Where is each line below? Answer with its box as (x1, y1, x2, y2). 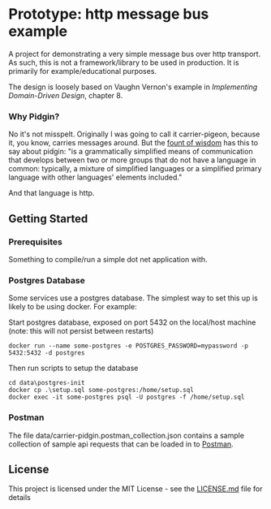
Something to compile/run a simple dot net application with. (8, 254, 209, 264)
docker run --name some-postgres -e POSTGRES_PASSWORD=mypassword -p (8, 342, 249, 350)
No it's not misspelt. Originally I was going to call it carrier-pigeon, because (8, 129, 260, 139)
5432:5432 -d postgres (8, 349, 85, 357)
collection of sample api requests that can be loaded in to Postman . (8, 439, 234, 449)
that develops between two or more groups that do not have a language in (8, 155, 256, 165)
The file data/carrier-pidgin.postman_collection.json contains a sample (8, 430, 245, 440)
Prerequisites (8, 236, 62, 248)
